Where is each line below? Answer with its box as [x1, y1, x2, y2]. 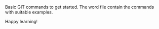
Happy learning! [5, 19, 38, 24]
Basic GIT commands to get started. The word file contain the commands [5, 4, 154, 10]
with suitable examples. [5, 9, 53, 15]
